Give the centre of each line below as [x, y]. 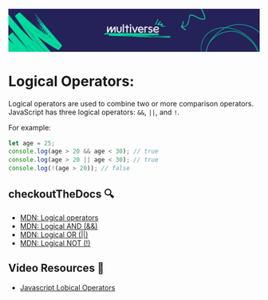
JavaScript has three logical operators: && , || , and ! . [94, 112]
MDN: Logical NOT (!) [55, 243]
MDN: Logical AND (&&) [59, 226]
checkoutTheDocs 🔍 [61, 194]
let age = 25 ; [32, 143]
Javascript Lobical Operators [67, 287]
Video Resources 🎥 [57, 268]
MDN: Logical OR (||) [54, 234]
